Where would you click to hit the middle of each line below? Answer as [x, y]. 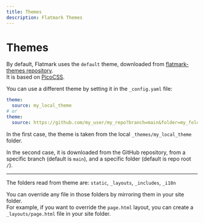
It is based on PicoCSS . [36, 77]
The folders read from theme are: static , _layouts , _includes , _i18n [91, 182]
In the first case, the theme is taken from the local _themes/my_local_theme [99, 134]
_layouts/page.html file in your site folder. [59, 213]
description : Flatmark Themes [45, 18]
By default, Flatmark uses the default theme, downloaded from [86, 64]
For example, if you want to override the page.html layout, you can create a [100, 207]
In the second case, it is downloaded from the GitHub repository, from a [96, 152]
